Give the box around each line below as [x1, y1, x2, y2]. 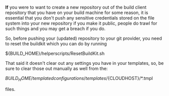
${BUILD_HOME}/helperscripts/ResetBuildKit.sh [5, 50, 105, 56]
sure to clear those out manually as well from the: [5, 65, 108, 71]
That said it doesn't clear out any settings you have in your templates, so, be [5, 60, 164, 66]
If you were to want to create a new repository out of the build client [5, 5, 147, 10]
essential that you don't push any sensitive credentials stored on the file [5, 15, 155, 21]
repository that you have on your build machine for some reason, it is [5, 10, 148, 16]
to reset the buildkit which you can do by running [5, 41, 107, 47]
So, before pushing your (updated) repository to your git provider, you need [5, 35, 162, 41]
